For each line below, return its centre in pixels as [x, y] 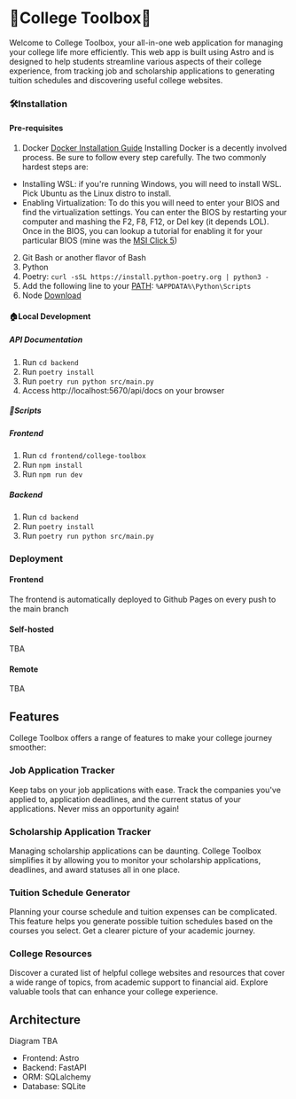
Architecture [45, 1020]
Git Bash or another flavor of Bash [84, 258]
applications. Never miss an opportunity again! [94, 808]
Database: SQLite [54, 1087]
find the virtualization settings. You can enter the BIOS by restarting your [154, 213]
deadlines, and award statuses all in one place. [94, 869]
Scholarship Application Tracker [80, 831]
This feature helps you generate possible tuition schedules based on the [141, 922]
